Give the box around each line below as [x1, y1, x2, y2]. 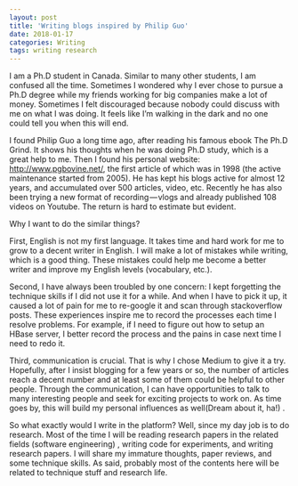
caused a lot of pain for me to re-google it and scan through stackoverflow [9, 300, 283, 312]
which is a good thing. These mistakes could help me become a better [9, 255, 267, 265]
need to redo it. [9, 338, 65, 349]
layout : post [9, 12, 58, 22]
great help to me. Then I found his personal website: [9, 154, 201, 165]
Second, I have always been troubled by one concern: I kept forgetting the [9, 281, 282, 292]
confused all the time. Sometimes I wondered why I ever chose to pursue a [9, 80, 284, 91]
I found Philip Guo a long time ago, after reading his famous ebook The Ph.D [9, 135, 288, 146]
